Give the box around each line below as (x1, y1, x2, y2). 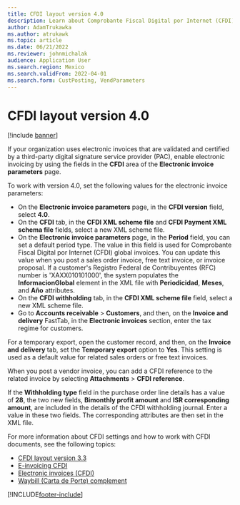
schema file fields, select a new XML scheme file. (17, 225, 166, 234)
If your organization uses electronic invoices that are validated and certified (7, 145, 230, 153)
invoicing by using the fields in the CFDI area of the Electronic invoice (7, 160, 214, 168)
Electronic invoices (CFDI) (17, 469, 95, 478)
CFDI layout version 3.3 (17, 454, 87, 462)
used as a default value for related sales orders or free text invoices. (7, 353, 209, 362)
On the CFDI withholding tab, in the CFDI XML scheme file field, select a (17, 294, 233, 302)
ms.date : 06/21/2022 (7, 44, 69, 51)
